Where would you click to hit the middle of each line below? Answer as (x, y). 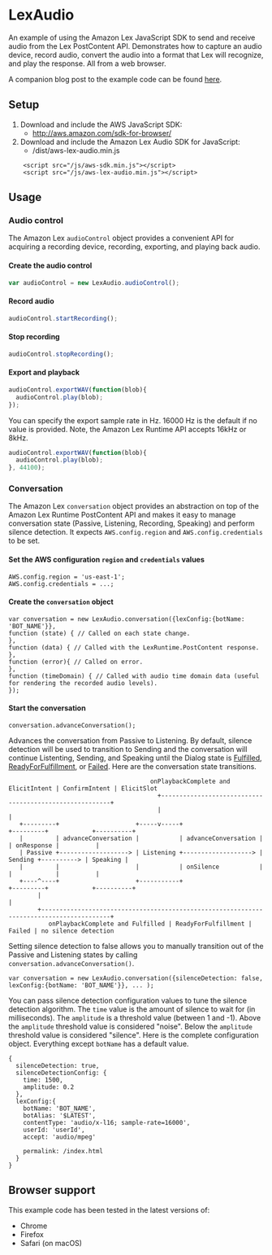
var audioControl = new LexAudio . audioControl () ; (94, 282)
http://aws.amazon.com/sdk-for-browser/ (102, 133)
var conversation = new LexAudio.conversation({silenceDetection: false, (136, 978)
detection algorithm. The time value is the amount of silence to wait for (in (132, 1009)
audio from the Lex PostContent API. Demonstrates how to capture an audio (135, 46)
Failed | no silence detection (61, 931)
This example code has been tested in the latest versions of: (109, 1209)
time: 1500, (43, 1080)
